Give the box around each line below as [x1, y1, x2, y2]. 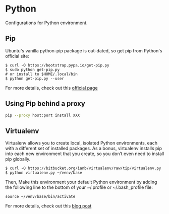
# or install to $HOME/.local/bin [5, 72, 78, 77]
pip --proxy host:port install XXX [5, 113, 80, 118]
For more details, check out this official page [5, 85, 98, 91]
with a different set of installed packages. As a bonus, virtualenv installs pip [5, 146, 162, 152]
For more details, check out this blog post [5, 203, 92, 209]
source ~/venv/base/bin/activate [5, 194, 76, 199]
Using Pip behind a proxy [5, 99, 86, 108]
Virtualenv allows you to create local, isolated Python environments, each [5, 140, 158, 146]
